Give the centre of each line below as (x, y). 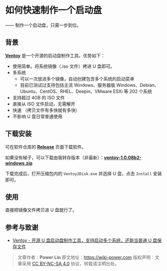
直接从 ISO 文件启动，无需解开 (44, 104)
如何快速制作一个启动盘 (54, 10)
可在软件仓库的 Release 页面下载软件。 (46, 147)
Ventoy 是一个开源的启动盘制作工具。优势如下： (55, 55)
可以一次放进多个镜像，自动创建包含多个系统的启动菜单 (77, 79)
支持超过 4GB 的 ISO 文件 (39, 97)
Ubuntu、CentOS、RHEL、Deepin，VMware (66, 91)
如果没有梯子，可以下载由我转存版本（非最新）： (55, 157)
